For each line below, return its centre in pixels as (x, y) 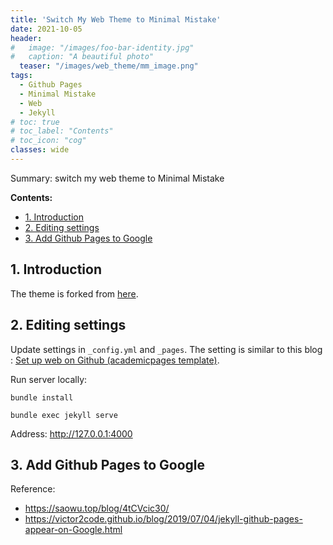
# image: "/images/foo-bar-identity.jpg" (102, 47)
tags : (21, 76)
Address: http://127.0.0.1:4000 (71, 433)
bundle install (42, 397)
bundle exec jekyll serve (64, 415)
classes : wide (40, 150)
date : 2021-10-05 (46, 29)
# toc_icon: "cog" (48, 141)
